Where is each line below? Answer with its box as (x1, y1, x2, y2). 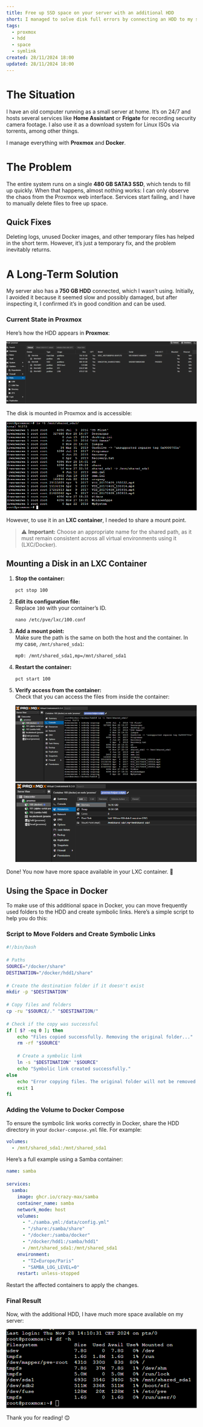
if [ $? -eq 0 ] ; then (6, 1028, 63, 1034)
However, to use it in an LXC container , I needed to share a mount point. (6, 516, 187, 524)
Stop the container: (14, 575, 65, 582)
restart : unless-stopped (17, 1271, 80, 1277)
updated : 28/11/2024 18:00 (6, 61, 74, 67)
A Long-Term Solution (6, 267, 119, 281)
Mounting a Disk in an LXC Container (6, 558, 147, 569)
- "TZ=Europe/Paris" (22, 1258, 74, 1264)
